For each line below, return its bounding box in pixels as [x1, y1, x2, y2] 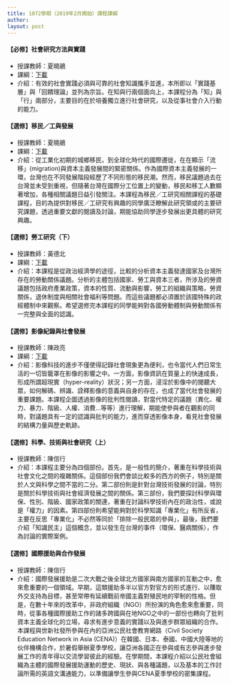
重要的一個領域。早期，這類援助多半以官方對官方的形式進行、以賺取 [29, 583, 222, 591]
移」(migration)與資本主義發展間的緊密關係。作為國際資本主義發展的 [16, 164, 211, 172]
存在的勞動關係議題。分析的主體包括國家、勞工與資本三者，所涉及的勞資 [16, 275, 222, 283]
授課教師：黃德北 [16, 249, 66, 258]
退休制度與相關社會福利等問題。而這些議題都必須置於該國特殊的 [35, 292, 216, 300]
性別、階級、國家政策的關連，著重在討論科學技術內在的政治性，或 [29, 497, 216, 506]
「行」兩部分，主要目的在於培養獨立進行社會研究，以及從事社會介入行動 [16, 96, 222, 104]
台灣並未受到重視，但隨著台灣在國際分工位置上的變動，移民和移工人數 [16, 181, 216, 189]
